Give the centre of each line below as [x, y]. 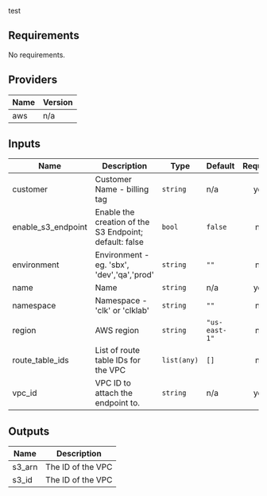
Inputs [25, 144]
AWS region [117, 331]
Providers [33, 80]
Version [58, 102]
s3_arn [25, 467]
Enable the [115, 212]
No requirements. [37, 55]
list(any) [180, 360]
